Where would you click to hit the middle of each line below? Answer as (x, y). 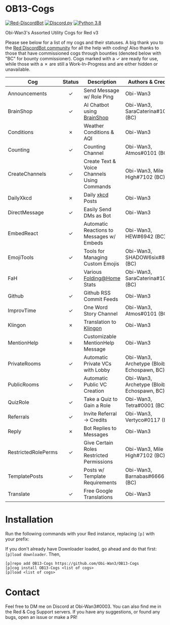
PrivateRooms (25, 363)
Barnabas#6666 (145, 476)
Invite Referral (100, 413)
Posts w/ (94, 470)
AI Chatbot (96, 105)
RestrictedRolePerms (33, 452)
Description (102, 81)
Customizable (100, 336)
